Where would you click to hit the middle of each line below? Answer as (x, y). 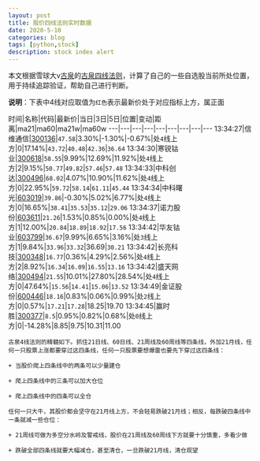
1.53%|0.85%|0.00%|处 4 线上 (109, 217)
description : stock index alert (61, 52)
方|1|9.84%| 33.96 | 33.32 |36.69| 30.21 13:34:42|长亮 (90, 247)
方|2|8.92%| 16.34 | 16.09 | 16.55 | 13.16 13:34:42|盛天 (90, 266)
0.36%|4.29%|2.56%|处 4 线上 (113, 257)
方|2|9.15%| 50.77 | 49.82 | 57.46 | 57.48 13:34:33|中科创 (92, 168)
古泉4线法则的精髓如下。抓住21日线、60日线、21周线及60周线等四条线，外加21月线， (127, 342)
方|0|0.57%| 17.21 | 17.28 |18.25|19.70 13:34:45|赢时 (89, 306)
